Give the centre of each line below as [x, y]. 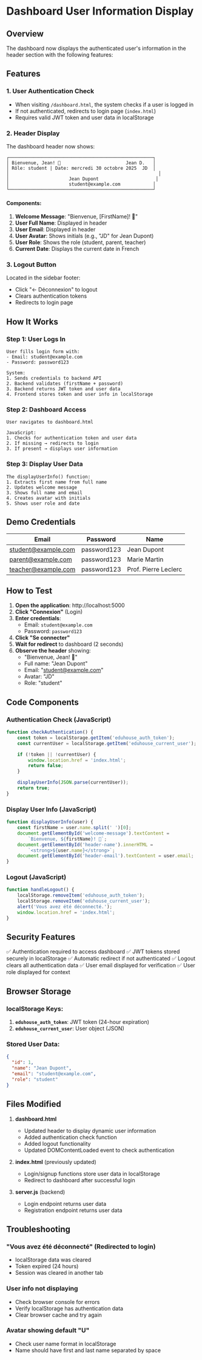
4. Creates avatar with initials [49, 498]
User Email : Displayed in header [55, 230]
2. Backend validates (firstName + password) [65, 384]
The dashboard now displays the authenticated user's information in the [96, 48]
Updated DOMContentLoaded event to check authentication [99, 1150]
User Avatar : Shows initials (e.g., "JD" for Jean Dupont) [84, 236]
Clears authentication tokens [51, 296]
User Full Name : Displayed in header [61, 223]
